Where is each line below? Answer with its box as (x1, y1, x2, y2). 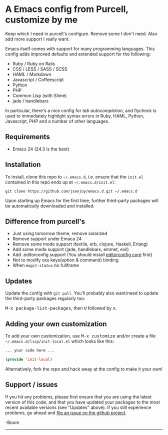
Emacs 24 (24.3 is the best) (12, 146, 69, 152)
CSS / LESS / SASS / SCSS (12, 66, 67, 72)
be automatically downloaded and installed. (5, 202, 95, 208)
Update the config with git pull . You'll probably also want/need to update (5, 290, 158, 296)
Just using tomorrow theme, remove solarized (12, 230, 107, 236)
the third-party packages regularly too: (5, 295, 85, 301)
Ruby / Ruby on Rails (12, 60, 55, 66)
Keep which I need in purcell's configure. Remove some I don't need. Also (5, 30, 157, 36)
